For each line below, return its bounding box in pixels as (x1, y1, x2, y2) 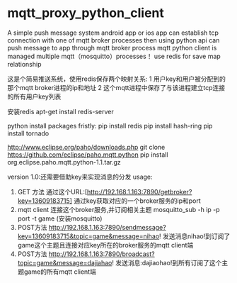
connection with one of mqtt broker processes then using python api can (7, 35, 220, 44)
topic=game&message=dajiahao (17, 258, 112, 267)
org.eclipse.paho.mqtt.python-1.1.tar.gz (7, 157, 122, 166)
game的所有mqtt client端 (23, 267, 97, 276)
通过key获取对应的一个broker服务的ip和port (74, 196, 202, 205)
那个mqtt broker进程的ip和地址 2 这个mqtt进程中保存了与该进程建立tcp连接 (7, 83, 226, 91)
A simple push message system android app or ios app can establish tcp (7, 28, 219, 37)
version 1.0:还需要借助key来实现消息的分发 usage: (7, 172, 154, 181)
